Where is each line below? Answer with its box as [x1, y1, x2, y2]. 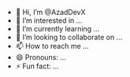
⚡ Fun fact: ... [15, 61, 59, 71]
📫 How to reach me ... [15, 42, 89, 50]
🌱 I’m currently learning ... [15, 24, 100, 33]
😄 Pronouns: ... [15, 53, 67, 62]
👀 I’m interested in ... [15, 16, 83, 25]
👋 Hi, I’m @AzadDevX [15, 8, 86, 16]
